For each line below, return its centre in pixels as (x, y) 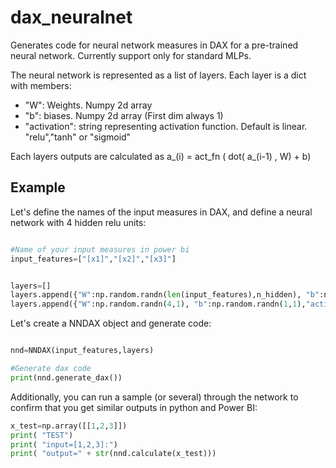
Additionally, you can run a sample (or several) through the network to (154, 397)
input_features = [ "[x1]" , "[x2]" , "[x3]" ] (93, 259)
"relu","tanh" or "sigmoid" (78, 137)
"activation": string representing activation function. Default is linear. (166, 126)
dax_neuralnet (71, 17)
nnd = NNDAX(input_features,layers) (82, 351)
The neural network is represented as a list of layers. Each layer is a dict (158, 75)
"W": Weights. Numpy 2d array (88, 105)
